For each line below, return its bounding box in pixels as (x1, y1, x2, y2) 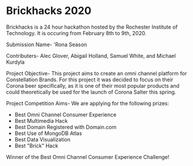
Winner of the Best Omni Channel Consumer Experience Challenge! (6, 153, 170, 160)
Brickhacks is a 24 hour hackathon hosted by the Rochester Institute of (6, 23, 178, 30)
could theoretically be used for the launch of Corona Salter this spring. (6, 88, 177, 95)
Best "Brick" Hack (14, 142, 59, 149)
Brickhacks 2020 (6, 4, 92, 18)
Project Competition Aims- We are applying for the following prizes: (6, 99, 170, 106)
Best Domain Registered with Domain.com (14, 123, 117, 130)
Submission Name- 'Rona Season (6, 41, 87, 48)
